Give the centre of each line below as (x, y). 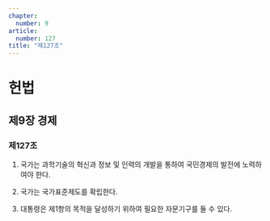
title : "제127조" (36, 46)
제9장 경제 (33, 121)
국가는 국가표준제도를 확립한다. (69, 192)
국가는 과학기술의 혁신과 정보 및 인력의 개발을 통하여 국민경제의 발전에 (130, 165)
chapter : (23, 16)
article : (23, 31)
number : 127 (36, 38)
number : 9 (32, 23)
